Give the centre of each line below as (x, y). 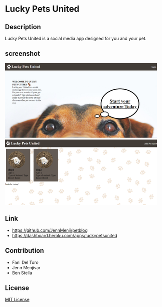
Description (23, 27)
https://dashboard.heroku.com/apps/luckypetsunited (64, 235)
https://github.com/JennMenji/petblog (50, 230)
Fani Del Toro (25, 262)
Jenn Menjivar (26, 267)
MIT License (17, 300)
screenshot (22, 54)
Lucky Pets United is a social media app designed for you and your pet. (76, 38)
